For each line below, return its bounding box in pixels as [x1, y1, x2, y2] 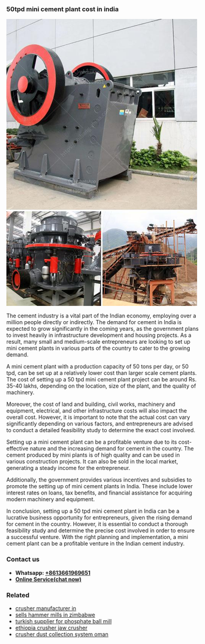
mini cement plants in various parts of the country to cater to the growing [6, 344, 190, 352]
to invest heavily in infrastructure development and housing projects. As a [6, 331, 192, 339]
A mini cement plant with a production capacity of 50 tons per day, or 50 [6, 363, 189, 371]
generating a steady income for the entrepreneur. [6, 465, 131, 472]
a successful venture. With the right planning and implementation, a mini [6, 534, 189, 541]
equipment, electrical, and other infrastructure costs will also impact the [6, 407, 187, 414]
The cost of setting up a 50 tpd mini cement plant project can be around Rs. [6, 376, 197, 383]
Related [6, 591, 30, 599]
